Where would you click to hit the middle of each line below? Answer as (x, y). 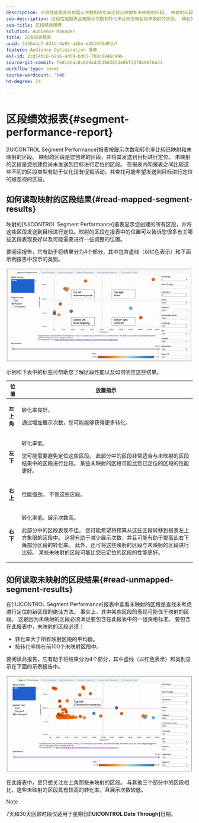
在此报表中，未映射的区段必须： (45, 627)
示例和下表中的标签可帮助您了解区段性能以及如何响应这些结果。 (84, 372)
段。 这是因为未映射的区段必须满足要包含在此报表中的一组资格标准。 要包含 (98, 619)
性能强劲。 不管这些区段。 (54, 494)
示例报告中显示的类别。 (35, 259)
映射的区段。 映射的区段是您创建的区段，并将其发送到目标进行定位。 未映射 (98, 157)
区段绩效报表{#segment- (68, 119)
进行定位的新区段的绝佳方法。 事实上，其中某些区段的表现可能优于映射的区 (98, 612)
